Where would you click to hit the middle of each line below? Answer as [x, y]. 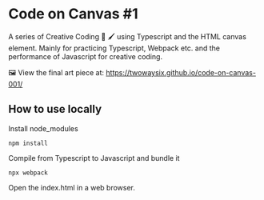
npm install [28, 143]
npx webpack [28, 173]
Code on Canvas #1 [73, 14]
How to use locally [55, 109]
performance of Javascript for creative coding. [85, 56]
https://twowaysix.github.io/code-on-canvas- [181, 72]
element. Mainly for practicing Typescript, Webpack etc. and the [114, 48]
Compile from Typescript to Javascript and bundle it [94, 158]
